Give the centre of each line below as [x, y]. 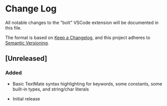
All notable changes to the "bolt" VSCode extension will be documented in [82, 22]
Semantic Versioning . [27, 42]
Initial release [26, 98]
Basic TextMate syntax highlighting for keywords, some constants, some [87, 83]
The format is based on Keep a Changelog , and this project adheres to [78, 37]
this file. [13, 27]
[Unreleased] [26, 59]
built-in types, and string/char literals [51, 89]
